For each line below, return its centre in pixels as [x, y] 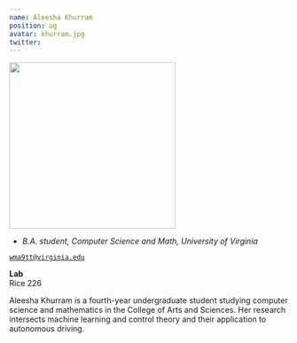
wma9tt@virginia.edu [47, 258]
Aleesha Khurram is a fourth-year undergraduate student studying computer [148, 300]
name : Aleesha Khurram [51, 17]
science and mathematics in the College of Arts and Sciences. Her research [148, 310]
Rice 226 [26, 284]
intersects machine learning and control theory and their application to [138, 319]
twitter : [25, 42]
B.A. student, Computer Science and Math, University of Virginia [140, 241]
